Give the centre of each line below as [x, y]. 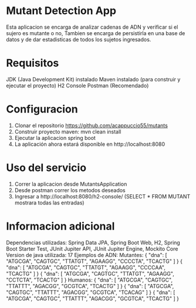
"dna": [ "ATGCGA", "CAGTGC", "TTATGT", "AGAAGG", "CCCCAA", [86, 267]
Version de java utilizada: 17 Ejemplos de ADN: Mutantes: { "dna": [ [87, 255]
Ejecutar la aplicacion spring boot [55, 138]
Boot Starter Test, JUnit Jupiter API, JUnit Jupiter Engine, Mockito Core [92, 249]
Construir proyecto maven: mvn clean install [68, 131]
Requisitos [33, 63]
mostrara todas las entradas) [49, 203]
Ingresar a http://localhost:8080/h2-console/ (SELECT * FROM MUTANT [102, 196]
